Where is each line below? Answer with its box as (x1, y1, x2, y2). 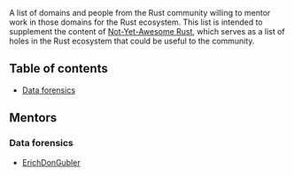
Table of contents (9, 61, 108, 76)
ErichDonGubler (21, 157, 81, 167)
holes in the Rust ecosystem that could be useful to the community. (9, 35, 255, 46)
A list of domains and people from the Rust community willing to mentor (9, 8, 271, 18)
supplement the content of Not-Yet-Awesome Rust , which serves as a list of (9, 27, 285, 36)
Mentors (9, 111, 58, 126)
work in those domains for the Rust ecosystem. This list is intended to (9, 17, 263, 27)
